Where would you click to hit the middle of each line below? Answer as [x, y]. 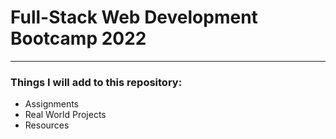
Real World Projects [65, 115]
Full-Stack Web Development [134, 17]
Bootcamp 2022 [78, 38]
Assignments [52, 104]
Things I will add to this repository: [96, 82]
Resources [47, 125]
